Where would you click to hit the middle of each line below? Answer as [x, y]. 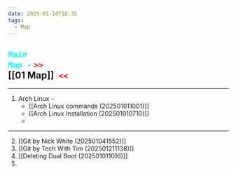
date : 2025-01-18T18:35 [43, 14]
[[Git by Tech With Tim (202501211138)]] [76, 148]
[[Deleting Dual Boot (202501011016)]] [73, 156]
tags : [16, 20]
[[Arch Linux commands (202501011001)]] [89, 106]
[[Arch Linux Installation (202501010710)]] [89, 113]
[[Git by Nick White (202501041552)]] [72, 141]
